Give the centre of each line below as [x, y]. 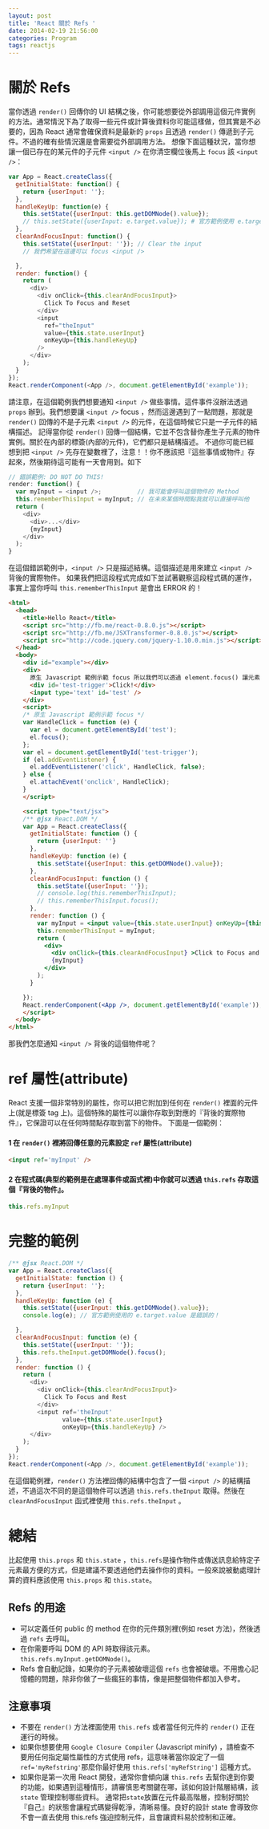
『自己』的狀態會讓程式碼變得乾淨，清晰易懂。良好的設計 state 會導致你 [139, 1807]
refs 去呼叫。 [52, 1638]
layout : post [30, 16]
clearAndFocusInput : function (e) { [76, 1338]
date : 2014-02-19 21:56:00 [53, 30]
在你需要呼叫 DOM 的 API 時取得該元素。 [87, 1649]
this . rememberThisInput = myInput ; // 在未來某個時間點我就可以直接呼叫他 [132, 499]
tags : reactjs [32, 46]
